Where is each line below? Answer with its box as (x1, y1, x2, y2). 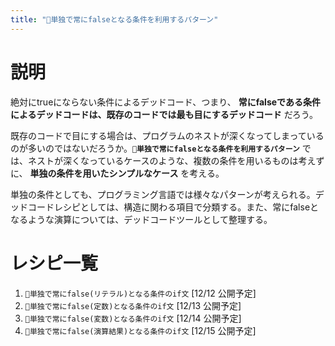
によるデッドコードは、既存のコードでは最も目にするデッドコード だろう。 (10, 108, 318, 120)
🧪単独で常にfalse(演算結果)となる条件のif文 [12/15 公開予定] (24, 324, 257, 336)
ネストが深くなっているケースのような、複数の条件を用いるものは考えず (27, 154, 325, 166)
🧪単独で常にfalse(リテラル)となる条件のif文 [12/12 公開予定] (24, 287, 257, 299)
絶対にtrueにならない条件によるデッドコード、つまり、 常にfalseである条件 (10, 96, 321, 108)
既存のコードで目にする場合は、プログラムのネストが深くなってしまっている (10, 129, 325, 141)
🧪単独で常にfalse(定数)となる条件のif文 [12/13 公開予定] (24, 299, 242, 311)
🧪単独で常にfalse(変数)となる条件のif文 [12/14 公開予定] (24, 312, 242, 324)
